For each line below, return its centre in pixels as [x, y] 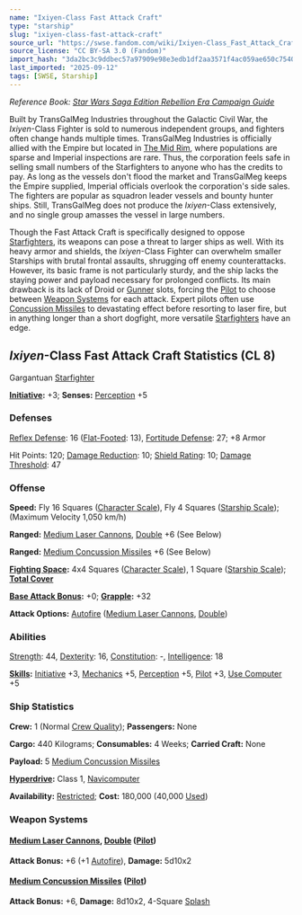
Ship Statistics [42, 706]
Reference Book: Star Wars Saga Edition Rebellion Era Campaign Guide [142, 102]
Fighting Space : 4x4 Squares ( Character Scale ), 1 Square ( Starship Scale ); [148, 569]
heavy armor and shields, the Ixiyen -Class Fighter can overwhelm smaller [145, 251]
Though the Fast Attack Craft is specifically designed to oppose [127, 232]
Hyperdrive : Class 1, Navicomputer [75, 778]
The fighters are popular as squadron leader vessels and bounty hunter [142, 195]
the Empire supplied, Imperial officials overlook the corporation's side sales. [150, 186]
